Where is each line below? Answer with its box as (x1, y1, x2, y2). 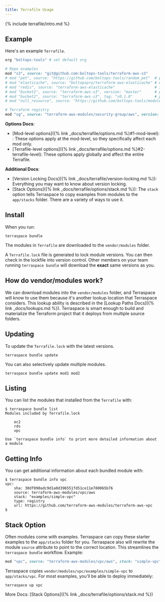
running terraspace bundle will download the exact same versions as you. (5, 262, 155, 268)
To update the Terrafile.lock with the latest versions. (5, 343, 114, 349)
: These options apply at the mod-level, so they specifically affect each (12, 136, 156, 142)
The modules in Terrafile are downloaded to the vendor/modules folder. (5, 242, 150, 248)
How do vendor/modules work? (5, 276, 103, 285)
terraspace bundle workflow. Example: (5, 549, 83, 555)
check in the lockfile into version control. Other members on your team (5, 257, 148, 263)
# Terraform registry (5, 107, 50, 112)
